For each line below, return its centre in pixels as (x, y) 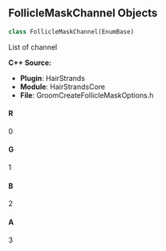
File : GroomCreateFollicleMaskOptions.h (87, 95)
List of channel (33, 47)
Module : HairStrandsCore (63, 87)
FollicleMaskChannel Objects (83, 13)
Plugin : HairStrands (53, 78)
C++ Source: (30, 63)
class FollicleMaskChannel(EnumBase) (71, 31)
